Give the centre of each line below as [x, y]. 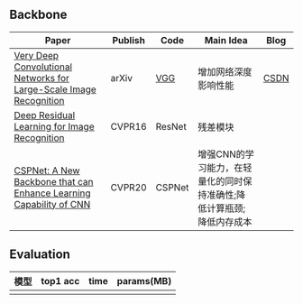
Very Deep [37, 55]
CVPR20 [129, 187]
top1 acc [60, 281]
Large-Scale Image [55, 89]
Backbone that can [54, 181]
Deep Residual [45, 115]
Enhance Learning [53, 193]
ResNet [171, 126]
